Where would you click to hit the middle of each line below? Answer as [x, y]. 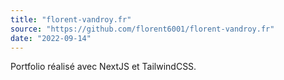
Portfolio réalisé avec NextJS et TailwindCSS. [103, 67]
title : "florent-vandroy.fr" [71, 19]
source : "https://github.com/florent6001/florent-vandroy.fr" [142, 29]
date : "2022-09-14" [51, 38]
